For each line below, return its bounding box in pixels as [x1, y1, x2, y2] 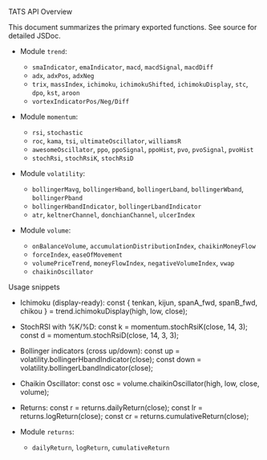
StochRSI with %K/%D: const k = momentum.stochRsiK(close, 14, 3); [19, 322, 249, 331]
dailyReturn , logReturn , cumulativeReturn [31, 442, 170, 452]
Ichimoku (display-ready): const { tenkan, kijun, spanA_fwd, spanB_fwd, [19, 298, 258, 307]
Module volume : [19, 225, 71, 235]
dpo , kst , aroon [31, 88, 80, 97]
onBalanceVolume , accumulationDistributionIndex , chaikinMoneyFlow [31, 241, 257, 250]
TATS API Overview [8, 7, 73, 16]
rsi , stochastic [31, 128, 83, 137]
